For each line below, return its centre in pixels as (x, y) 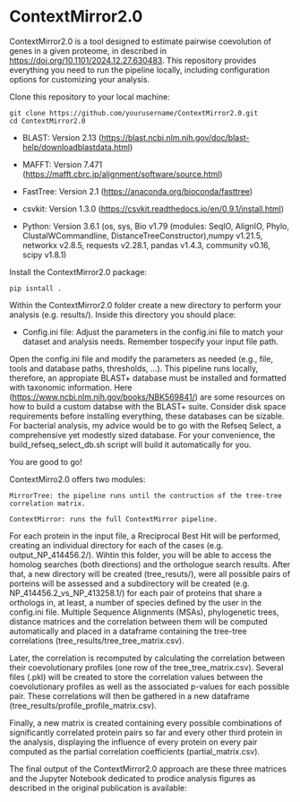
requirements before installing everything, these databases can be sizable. (147, 416)
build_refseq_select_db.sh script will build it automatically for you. (130, 444)
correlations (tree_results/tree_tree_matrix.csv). (97, 640)
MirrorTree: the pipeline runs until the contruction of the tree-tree (146, 496)
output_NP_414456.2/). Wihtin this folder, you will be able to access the (141, 555)
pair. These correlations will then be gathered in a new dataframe (129, 695)
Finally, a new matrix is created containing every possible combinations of (146, 722)
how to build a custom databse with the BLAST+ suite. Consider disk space (148, 406)
